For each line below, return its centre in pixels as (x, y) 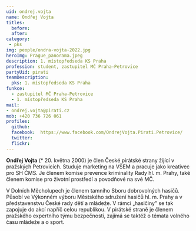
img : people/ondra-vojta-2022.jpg (49, 50)
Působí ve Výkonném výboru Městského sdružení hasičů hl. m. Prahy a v (94, 197)
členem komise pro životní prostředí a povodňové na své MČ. (80, 179)
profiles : (18, 122)
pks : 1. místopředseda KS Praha (51, 83)
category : (18, 39)
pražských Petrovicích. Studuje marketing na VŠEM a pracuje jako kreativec (98, 167)
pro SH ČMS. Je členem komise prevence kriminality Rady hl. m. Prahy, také (98, 173)
